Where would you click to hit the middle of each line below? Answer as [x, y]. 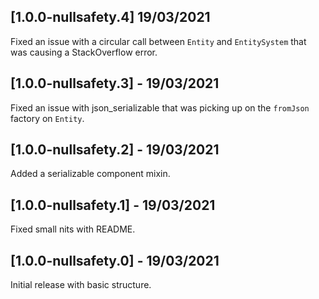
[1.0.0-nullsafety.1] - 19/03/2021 [113, 205]
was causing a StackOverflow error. [84, 52]
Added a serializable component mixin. [90, 174]
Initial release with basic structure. [81, 285]
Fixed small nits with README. [73, 229]
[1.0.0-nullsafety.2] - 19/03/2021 [115, 150]
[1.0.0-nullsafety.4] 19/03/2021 [110, 17]
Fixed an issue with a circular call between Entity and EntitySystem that [158, 41]
